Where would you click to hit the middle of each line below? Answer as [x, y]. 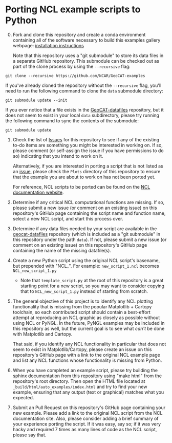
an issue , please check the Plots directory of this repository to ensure [87, 171]
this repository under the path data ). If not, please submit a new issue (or [90, 239]
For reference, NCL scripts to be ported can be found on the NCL [81, 187]
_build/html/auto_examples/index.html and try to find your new [80, 386]
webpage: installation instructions [48, 45]
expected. [23, 397]
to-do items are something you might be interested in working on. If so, [88, 145]
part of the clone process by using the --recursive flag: [71, 66]
